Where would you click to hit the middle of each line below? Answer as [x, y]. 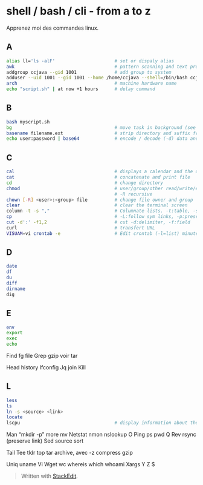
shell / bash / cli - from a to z [79, 11]
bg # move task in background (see [101, 127]
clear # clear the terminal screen [97, 205]
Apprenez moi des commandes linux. [53, 28]
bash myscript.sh [28, 122]
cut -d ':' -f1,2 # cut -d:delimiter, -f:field [98, 222]
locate [14, 417]
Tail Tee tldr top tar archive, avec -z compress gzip [69, 453]
